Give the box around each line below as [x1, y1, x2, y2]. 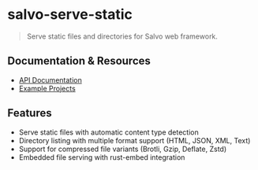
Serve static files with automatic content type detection [18, 128, 199, 137]
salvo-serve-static [7, 6, 133, 24]
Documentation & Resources [7, 54, 151, 68]
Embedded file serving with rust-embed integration [18, 152, 185, 162]
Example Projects [18, 83, 76, 93]
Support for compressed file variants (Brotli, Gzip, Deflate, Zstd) [18, 144, 227, 153]
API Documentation [18, 75, 82, 84]
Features [7, 106, 52, 120]
